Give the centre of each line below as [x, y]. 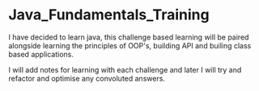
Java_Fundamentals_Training [109, 15]
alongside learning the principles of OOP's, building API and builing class [130, 45]
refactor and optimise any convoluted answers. [87, 78]
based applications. [41, 54]
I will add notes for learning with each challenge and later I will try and [125, 69]
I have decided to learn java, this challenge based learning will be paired [129, 37]
